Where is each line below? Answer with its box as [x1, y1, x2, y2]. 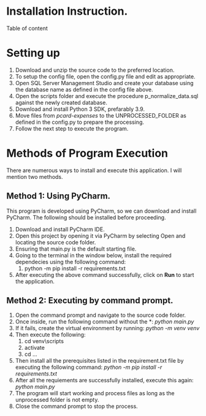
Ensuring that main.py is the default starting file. [15, 245, 137, 252]
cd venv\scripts [24, 338, 64, 345]
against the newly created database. [15, 99, 107, 106]
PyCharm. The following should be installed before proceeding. [6, 213, 167, 221]
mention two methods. [6, 173, 63, 180]
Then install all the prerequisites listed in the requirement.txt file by [15, 357, 184, 365]
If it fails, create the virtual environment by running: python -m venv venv [15, 325, 200, 332]
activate [24, 344, 45, 352]
